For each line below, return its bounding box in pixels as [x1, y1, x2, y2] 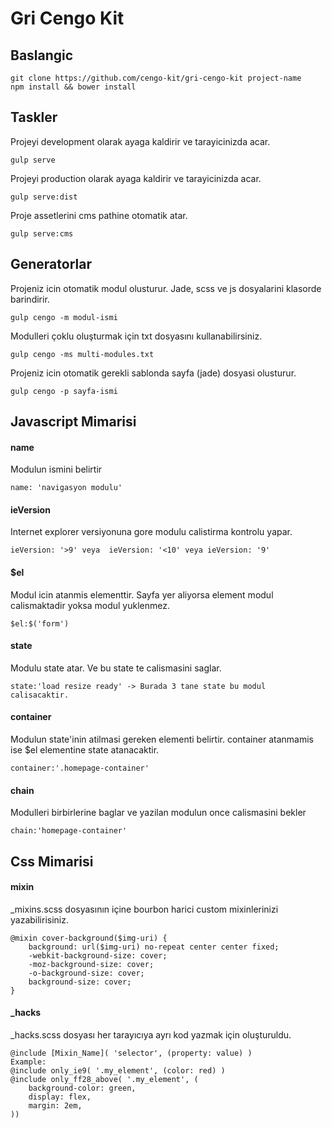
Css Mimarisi [10, 853, 94, 870]
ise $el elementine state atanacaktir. [10, 744, 160, 756]
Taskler [10, 109, 58, 126]
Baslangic [10, 47, 74, 64]
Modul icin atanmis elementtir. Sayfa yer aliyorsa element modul [10, 588, 274, 601]
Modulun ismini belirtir [10, 463, 103, 476]
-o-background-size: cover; [28, 968, 145, 978]
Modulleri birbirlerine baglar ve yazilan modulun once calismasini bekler [10, 807, 307, 819]
